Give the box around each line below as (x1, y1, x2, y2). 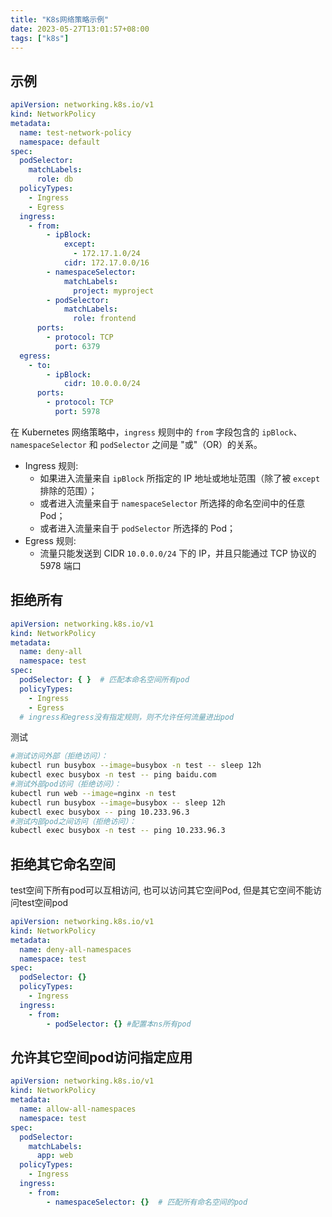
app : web (36, 1151, 74, 1161)
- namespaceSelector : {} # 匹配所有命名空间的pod (46, 1197, 248, 1207)
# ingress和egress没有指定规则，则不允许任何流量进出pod (19, 712, 235, 722)
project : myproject (73, 286, 155, 296)
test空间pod (18, 897, 69, 909)
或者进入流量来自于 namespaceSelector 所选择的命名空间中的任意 (39, 497, 306, 509)
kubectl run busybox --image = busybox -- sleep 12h (10, 797, 226, 808)
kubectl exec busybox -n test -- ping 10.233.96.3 (10, 826, 226, 836)
